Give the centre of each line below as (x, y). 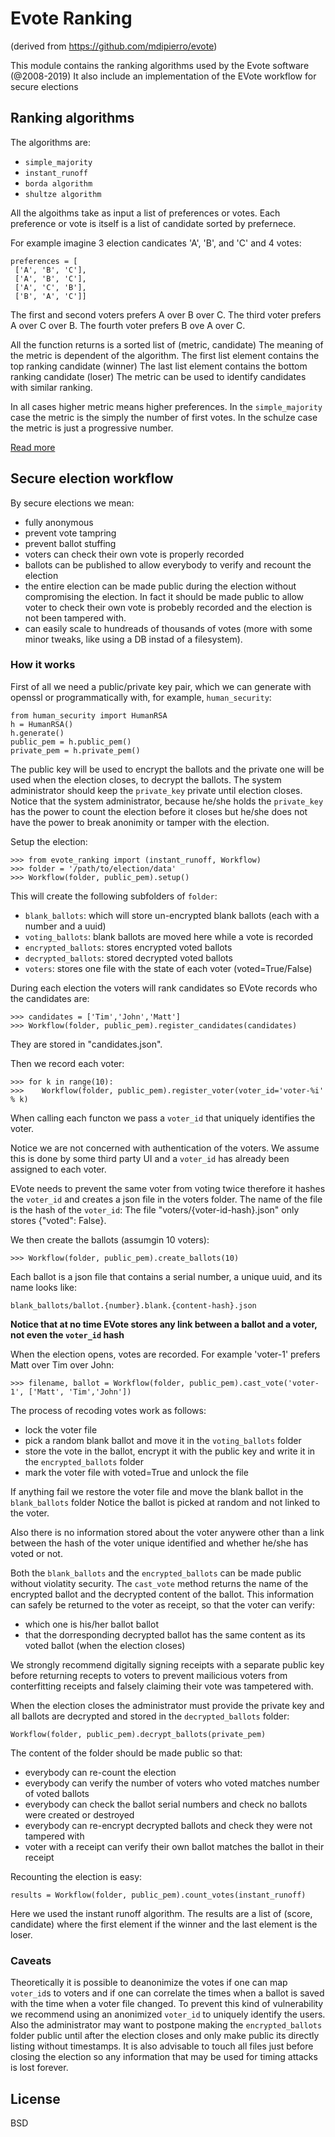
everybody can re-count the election (100, 1772)
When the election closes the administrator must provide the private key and (167, 1705)
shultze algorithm (63, 194)
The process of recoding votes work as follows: (108, 1410)
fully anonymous (59, 522)
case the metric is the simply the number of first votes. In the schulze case (164, 417)
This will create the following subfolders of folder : (114, 896)
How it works (43, 665)
